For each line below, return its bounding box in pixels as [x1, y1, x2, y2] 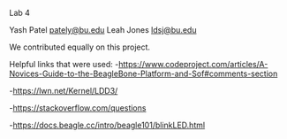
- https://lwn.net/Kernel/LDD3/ [9, 86, 118, 96]
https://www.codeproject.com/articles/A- [117, 59, 268, 69]
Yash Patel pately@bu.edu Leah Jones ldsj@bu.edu [9, 25, 197, 35]
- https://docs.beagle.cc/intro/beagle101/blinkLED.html [9, 120, 206, 130]
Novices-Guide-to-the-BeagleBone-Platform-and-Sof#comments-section [9, 68, 278, 79]
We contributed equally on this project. [9, 42, 151, 52]
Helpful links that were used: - [9, 59, 119, 69]
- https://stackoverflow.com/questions [9, 103, 147, 113]
